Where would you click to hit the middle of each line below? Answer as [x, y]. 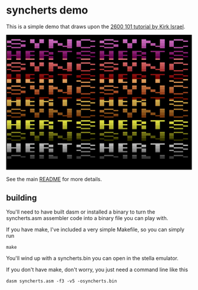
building [22, 198]
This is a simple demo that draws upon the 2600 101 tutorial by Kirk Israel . [96, 26]
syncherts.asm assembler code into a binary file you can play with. [87, 218]
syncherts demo [47, 10]
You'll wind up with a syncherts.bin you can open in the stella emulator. [92, 258]
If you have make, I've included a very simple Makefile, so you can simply [95, 229]
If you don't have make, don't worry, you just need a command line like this [97, 270]
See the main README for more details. [54, 179]
